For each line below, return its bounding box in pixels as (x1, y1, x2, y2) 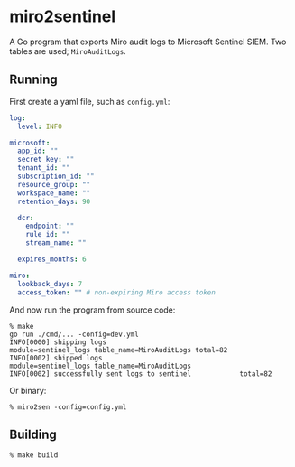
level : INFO (17, 122, 63, 131)
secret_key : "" (17, 155, 75, 164)
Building (9, 426, 57, 442)
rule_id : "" (25, 230, 70, 239)
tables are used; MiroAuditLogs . (9, 45, 126, 56)
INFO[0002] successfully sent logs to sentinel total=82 (9, 369, 272, 378)
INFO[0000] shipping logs (9, 337, 106, 347)
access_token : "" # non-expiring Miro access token (17, 287, 217, 297)
